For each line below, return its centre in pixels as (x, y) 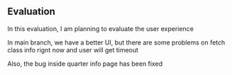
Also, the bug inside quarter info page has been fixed (85, 64)
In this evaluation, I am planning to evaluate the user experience (100, 28)
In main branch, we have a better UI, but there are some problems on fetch (116, 42)
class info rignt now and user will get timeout (73, 50)
